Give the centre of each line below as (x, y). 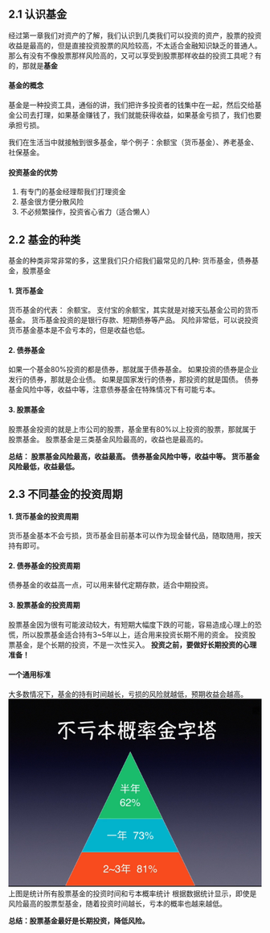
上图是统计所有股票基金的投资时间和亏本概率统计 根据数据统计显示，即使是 (133, 894)
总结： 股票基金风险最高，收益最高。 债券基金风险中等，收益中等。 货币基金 (134, 456)
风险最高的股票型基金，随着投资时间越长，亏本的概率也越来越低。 (117, 904)
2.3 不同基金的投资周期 (65, 494)
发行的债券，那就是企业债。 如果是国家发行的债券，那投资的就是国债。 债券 (133, 379)
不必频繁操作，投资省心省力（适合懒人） (87, 212)
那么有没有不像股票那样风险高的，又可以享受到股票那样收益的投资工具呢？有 (135, 56)
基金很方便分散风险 (52, 202)
